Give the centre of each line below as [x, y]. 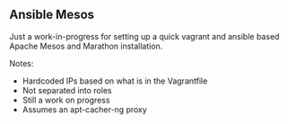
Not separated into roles [67, 90]
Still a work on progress [66, 100]
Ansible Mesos [52, 15]
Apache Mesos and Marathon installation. [86, 46]
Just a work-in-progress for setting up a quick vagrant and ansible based [144, 36]
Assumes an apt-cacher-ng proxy [85, 109]
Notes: [22, 63]
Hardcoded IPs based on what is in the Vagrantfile [115, 81]
